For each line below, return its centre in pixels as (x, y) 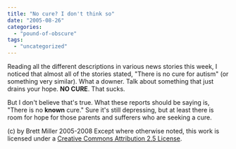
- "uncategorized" (41, 46)
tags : (15, 40)
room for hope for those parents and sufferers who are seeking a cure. (110, 117)
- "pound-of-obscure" (45, 33)
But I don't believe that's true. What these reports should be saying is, (108, 102)
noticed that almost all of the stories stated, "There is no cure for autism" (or (118, 74)
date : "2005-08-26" (36, 20)
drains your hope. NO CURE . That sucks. (66, 89)
